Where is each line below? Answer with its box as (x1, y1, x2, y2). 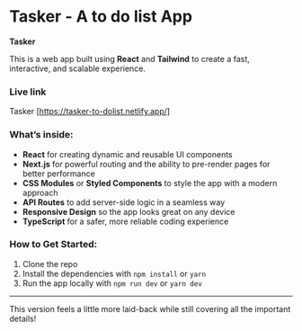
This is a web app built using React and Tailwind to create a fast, (9, 53, 250, 64)
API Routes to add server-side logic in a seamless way (22, 196, 226, 208)
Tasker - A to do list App (9, 6, 193, 27)
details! (9, 313, 37, 324)
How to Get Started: (9, 238, 98, 251)
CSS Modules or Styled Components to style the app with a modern (22, 177, 278, 188)
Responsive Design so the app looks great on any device (22, 206, 235, 217)
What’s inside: (9, 129, 74, 141)
